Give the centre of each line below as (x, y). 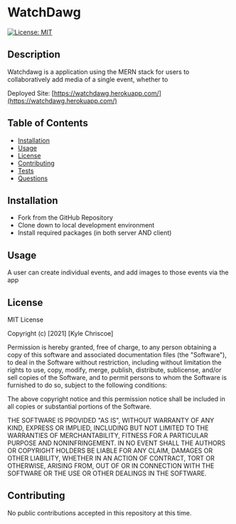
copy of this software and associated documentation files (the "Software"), (117, 355)
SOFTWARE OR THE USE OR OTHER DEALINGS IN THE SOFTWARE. (107, 473)
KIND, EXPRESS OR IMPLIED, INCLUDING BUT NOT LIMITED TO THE (108, 428)
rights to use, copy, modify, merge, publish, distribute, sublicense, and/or (114, 370)
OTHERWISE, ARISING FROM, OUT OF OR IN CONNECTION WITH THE (111, 466)
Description (34, 55)
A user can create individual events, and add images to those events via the (118, 272)
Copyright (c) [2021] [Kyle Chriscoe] (60, 333)
